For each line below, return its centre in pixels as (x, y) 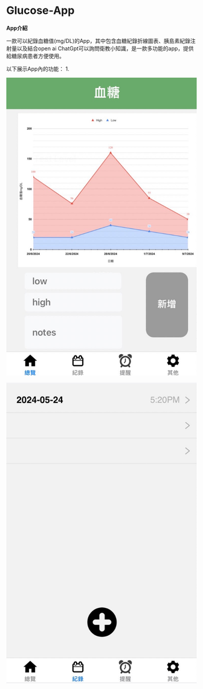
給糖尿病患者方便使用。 (35, 56)
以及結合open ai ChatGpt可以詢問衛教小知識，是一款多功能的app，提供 (105, 48)
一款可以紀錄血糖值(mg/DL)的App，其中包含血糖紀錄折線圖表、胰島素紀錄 (98, 40)
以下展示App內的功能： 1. (38, 69)
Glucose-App (40, 11)
